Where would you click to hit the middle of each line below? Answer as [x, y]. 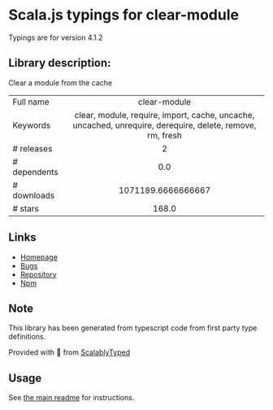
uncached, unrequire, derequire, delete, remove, [165, 125]
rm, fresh [165, 135]
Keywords [32, 125]
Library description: [60, 63]
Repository [38, 274]
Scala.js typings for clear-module [124, 15]
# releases [32, 148]
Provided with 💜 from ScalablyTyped [69, 352]
